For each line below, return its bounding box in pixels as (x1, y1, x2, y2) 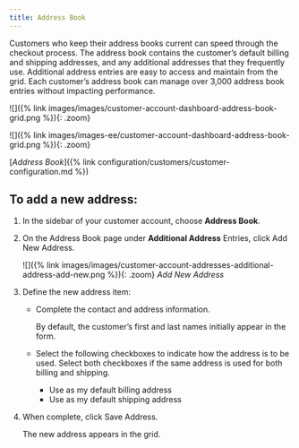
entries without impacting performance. (9, 85, 156, 96)
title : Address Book (9, 13, 87, 22)
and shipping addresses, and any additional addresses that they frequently (9, 56, 285, 67)
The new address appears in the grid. (21, 429, 161, 440)
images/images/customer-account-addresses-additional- (61, 260, 275, 271)
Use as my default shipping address (48, 394, 182, 405)
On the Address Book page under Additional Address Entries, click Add (21, 233, 288, 244)
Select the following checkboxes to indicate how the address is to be (35, 349, 289, 359)
